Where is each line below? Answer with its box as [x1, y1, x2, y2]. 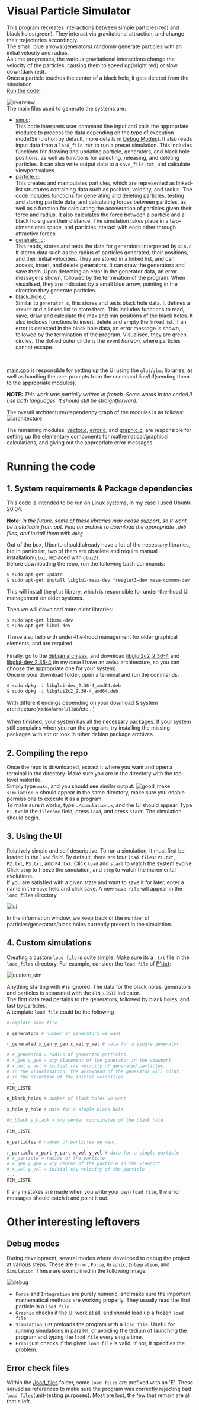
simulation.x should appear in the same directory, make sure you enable [7, 789, 185, 796]
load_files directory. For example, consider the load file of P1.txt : [7, 960, 171, 967]
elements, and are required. [7, 640, 75, 647]
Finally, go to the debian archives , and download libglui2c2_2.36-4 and [7, 652, 180, 660]
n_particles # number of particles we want [7, 1139, 116, 1145]
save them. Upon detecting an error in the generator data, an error [15, 267, 178, 275]
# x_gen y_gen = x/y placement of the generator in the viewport [7, 1058, 171, 1064]
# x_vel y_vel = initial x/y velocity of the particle [7, 1166, 145, 1172]
